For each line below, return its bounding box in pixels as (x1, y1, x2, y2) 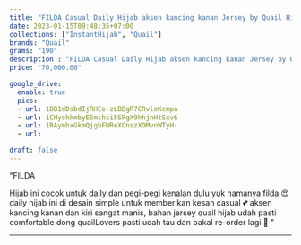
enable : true (17, 87, 66, 97)
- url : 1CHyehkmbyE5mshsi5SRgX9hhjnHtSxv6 (17, 113, 178, 122)
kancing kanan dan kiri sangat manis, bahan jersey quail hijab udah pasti (9, 207, 277, 218)
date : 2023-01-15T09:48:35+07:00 (9, 22, 134, 31)
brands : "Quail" (9, 38, 70, 48)
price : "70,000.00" (9, 64, 82, 73)
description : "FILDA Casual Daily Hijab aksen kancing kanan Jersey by (9, 55, 287, 64)
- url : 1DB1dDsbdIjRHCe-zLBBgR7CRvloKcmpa (17, 104, 178, 113)
